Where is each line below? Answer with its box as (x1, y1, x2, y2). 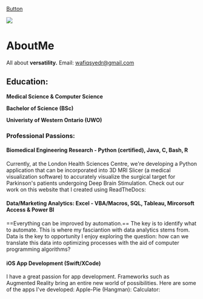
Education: (6, 77, 48, 87)
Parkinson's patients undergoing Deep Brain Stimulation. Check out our (6, 179, 185, 187)
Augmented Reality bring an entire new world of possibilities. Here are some (6, 280, 196, 287)
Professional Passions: (6, 131, 76, 140)
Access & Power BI (6, 206, 55, 213)
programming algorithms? (6, 246, 71, 253)
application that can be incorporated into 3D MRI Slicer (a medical (6, 167, 171, 174)
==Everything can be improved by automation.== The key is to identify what (6, 220, 197, 227)
